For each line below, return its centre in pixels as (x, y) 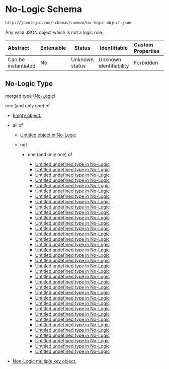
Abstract (18, 48)
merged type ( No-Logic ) (30, 96)
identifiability (114, 65)
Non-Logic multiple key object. (45, 361)
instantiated (22, 65)
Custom (144, 45)
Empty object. (27, 115)
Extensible (53, 48)
